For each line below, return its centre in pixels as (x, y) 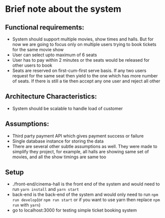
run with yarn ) (26, 205)
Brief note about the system (63, 9)
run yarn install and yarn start (46, 189)
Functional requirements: (45, 27)
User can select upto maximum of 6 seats (54, 55)
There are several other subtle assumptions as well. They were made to (85, 146)
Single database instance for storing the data (58, 141)
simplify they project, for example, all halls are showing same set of (81, 151)
